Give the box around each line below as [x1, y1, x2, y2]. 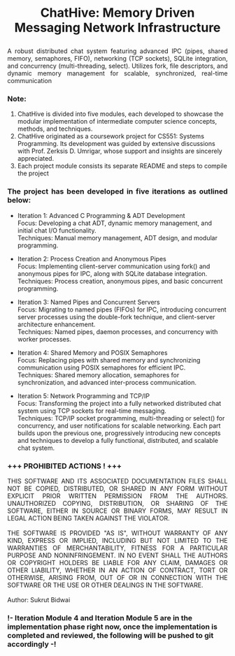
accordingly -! [7, 639, 57, 649]
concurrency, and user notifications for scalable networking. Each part [17, 421, 221, 430]
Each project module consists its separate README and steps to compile [17, 162, 227, 170]
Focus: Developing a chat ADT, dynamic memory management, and [17, 219, 212, 227]
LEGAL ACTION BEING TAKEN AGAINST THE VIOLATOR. [7, 514, 170, 523]
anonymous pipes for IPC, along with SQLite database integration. [17, 269, 208, 277]
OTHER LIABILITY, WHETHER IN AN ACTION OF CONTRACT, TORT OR [7, 566, 228, 574]
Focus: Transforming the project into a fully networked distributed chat [17, 399, 222, 407]
